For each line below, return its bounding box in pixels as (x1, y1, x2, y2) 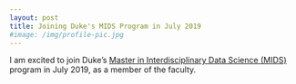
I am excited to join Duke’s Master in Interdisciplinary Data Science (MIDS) (9, 55, 287, 66)
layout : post (9, 13, 59, 23)
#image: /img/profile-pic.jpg (9, 30, 125, 39)
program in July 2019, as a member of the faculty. (9, 64, 197, 75)
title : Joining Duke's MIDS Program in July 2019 (9, 22, 202, 31)
